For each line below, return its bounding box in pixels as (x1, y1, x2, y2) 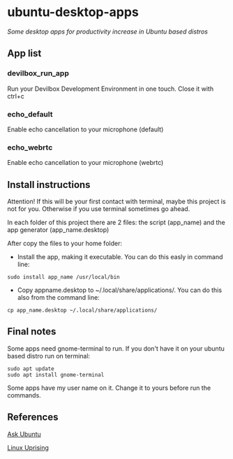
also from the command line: (17, 293, 100, 302)
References (7, 411, 59, 423)
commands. (7, 391, 42, 399)
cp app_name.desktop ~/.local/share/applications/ (7, 307, 158, 314)
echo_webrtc (7, 143, 53, 152)
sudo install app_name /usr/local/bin (7, 274, 120, 281)
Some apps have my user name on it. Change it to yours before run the (7, 384, 211, 392)
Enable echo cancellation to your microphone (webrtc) (7, 159, 164, 167)
